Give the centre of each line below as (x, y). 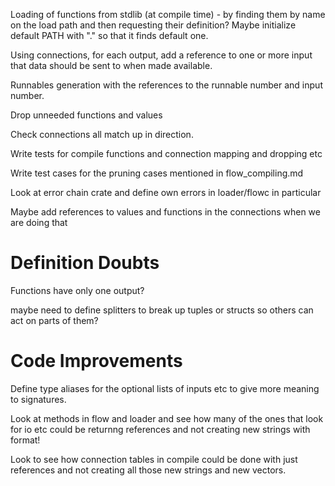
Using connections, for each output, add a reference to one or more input (161, 55)
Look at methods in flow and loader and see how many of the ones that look (167, 418)
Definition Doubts (85, 263)
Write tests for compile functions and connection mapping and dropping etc (166, 153)
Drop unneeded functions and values (86, 115)
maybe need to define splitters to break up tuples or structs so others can (162, 310)
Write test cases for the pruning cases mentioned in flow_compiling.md (157, 173)
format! (25, 440)
